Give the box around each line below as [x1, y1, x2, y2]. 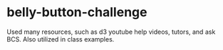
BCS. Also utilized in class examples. [6, 35, 115, 43]
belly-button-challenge [6, 4, 147, 20]
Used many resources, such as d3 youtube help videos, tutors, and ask [6, 27, 216, 36]
